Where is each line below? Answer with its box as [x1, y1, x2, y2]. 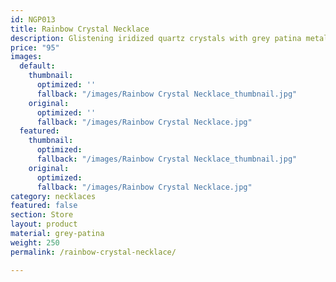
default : [19, 61, 56, 71]
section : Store [10, 210, 74, 220]
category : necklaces [10, 191, 97, 201]
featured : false [10, 201, 78, 211]
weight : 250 [10, 237, 60, 248]
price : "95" [10, 42, 60, 53]
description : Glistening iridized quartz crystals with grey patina [10, 33, 302, 43]
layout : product [10, 219, 78, 230]
